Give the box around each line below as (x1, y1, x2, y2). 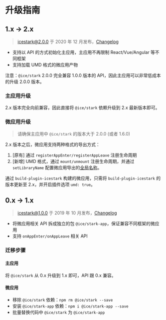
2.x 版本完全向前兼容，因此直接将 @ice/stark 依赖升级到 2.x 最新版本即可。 (5, 104, 160, 110)
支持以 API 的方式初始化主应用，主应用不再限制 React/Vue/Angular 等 (12, 49, 156, 55)
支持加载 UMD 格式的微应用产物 (12, 62, 78, 67)
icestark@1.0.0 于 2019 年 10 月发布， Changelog (17, 210, 117, 216)
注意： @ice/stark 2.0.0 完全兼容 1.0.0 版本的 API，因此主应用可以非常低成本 (5, 72, 161, 78)
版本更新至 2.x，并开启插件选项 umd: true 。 (5, 181, 96, 187)
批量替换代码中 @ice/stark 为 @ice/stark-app (12, 309, 105, 315)
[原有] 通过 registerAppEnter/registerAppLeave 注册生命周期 (12, 152, 137, 158)
